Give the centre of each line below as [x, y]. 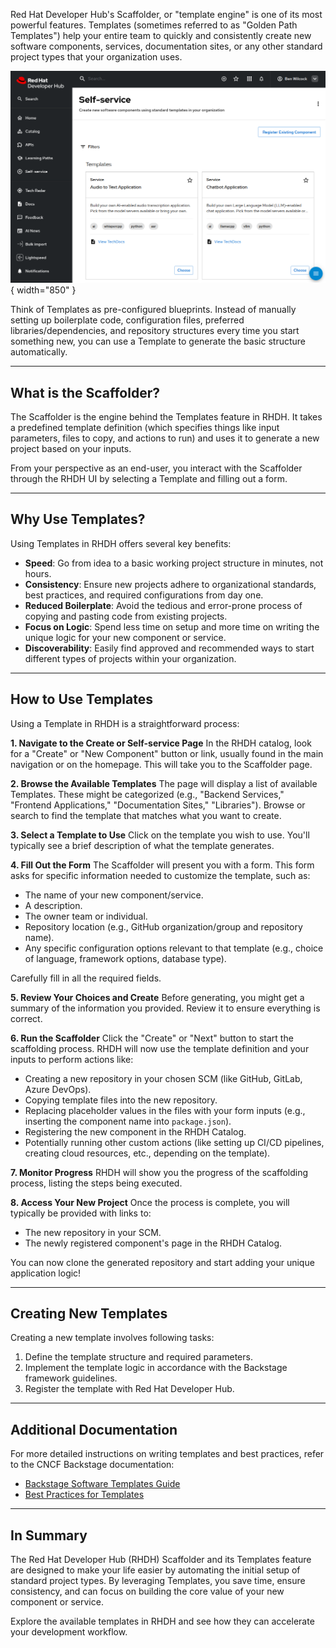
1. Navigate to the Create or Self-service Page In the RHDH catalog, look [161, 743]
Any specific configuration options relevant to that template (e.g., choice [174, 948]
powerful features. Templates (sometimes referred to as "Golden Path [154, 25]
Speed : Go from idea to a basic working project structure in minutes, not [174, 563]
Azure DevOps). [58, 1089]
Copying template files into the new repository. [121, 1100]
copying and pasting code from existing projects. [126, 616]
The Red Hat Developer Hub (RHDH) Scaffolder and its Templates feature [161, 1559]
